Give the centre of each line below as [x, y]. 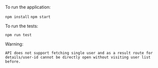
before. [13, 62]
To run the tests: [22, 26]
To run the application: [28, 7]
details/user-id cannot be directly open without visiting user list [78, 57]
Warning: [14, 44]
